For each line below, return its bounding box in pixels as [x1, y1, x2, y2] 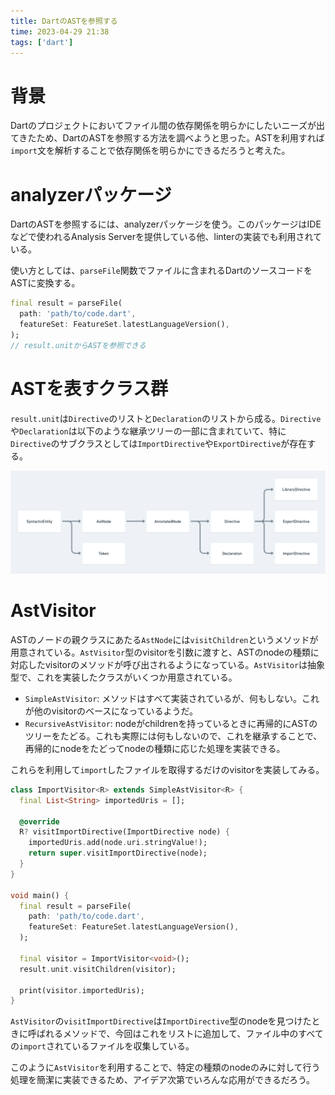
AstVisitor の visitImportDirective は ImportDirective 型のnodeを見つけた [10, 1015, 312, 1027]
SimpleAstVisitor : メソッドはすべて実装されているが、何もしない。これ [24, 692, 320, 704]
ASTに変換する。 [10, 277, 81, 289]
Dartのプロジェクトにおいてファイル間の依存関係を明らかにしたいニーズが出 [10, 120, 325, 132]
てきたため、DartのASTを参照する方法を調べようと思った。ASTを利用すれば [10, 132, 325, 144]
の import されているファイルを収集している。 [10, 1040, 195, 1052]
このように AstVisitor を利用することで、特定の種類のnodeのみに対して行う [10, 1061, 321, 1074]
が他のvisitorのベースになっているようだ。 [24, 705, 199, 717]
